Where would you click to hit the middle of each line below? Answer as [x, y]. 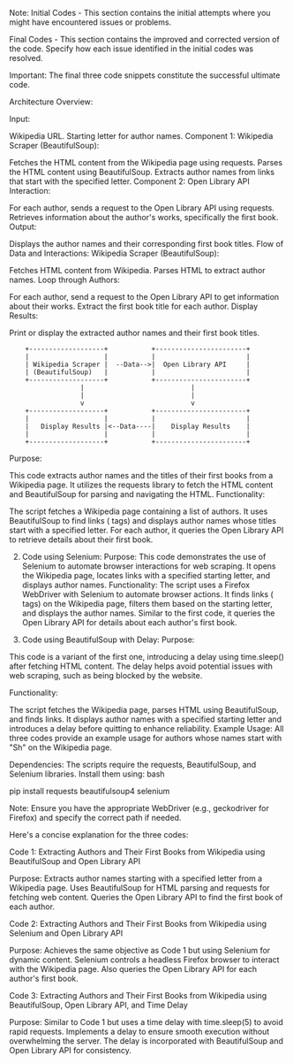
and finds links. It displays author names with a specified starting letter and [146, 719]
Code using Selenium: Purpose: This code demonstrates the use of [144, 557]
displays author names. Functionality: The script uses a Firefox [135, 585]
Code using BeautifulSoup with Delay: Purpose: [108, 639]
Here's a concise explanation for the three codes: [99, 834]
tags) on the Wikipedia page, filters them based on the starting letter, [147, 604]
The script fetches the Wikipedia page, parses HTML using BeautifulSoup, [144, 710]
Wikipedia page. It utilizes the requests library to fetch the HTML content [141, 485]
